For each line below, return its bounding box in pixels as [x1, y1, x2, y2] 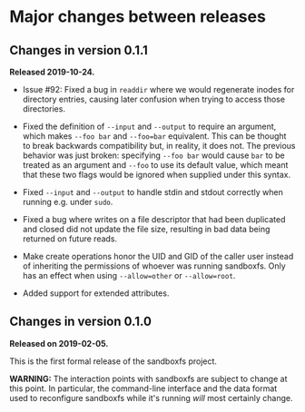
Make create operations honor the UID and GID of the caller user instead [22, 251, 294, 261]
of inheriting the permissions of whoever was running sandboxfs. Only [22, 260, 286, 271]
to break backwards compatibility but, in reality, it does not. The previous [22, 141, 296, 151]
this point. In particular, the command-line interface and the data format [9, 383, 278, 394]
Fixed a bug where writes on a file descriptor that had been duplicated [22, 214, 286, 224]
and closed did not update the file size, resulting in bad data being [22, 224, 271, 234]
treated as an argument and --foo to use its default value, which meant [22, 160, 289, 170]
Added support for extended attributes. [22, 288, 170, 299]
